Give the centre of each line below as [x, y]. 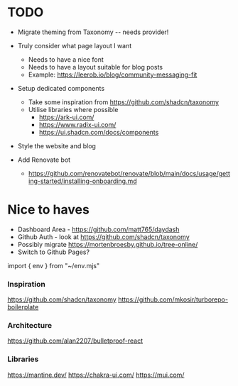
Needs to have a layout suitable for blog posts [96, 67]
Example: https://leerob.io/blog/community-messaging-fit [113, 75]
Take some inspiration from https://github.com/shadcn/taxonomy [123, 102]
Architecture [30, 326]
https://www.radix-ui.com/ [77, 124]
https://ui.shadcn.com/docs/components [99, 132]
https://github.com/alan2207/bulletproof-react [75, 341]
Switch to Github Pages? [54, 252]
